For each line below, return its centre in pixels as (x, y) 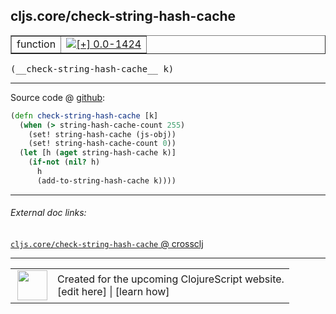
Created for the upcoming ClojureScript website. (171, 279)
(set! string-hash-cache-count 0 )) (102, 144)
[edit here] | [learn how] (113, 292)
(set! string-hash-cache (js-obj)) (102, 134)
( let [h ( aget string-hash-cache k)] (98, 153)
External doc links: (48, 213)
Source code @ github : (58, 97)
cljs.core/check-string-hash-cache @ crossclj (107, 244)
